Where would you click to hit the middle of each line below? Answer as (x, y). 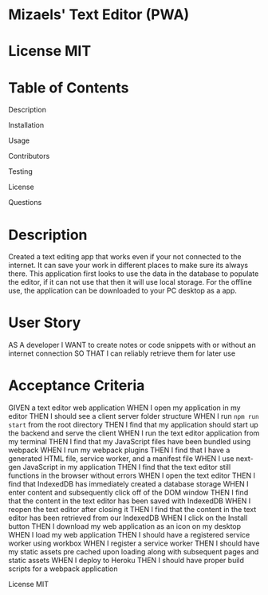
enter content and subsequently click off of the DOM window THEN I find (128, 493)
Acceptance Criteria (77, 386)
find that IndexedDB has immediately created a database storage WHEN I (128, 484)
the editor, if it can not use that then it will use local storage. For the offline (130, 282)
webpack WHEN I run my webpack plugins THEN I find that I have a (119, 450)
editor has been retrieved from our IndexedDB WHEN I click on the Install (128, 518)
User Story (45, 323)
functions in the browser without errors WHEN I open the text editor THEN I (132, 475)
